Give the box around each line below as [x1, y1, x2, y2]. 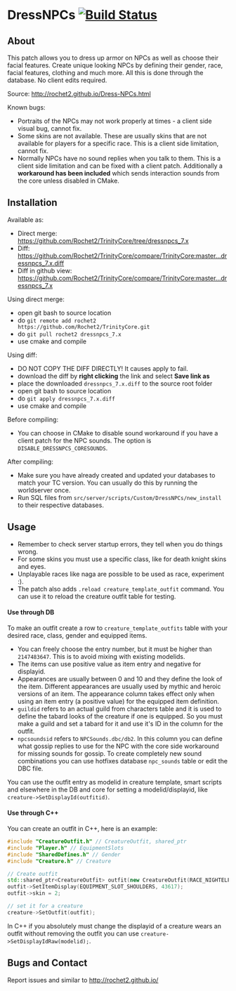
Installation [7, 197, 58, 209]
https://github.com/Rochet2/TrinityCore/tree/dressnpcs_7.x [17, 236, 189, 245]
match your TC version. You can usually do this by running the [17, 478, 198, 487]
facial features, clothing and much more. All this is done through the [7, 69, 204, 77]
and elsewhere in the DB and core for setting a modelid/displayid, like [7, 785, 209, 794]
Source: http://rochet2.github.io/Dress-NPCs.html [7, 90, 151, 98]
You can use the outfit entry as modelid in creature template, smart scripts [7, 777, 223, 786]
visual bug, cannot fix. [17, 124, 82, 133]
